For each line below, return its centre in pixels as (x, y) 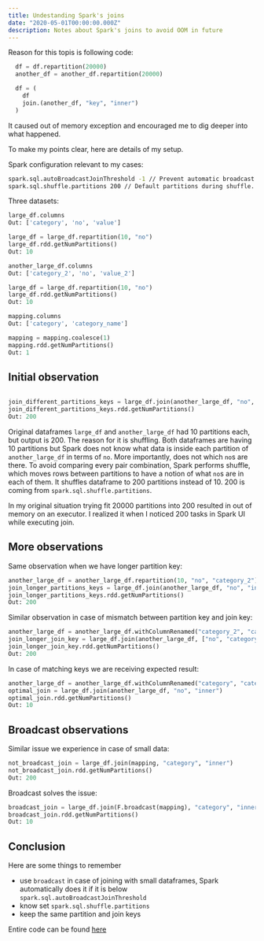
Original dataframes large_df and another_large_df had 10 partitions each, (129, 432)
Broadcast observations (68, 730)
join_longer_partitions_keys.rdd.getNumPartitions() (96, 595)
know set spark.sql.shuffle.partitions (84, 906)
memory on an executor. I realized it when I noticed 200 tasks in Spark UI (127, 513)
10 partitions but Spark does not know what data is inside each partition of (128, 448)
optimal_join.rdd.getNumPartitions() (70, 698)
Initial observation (54, 377)
